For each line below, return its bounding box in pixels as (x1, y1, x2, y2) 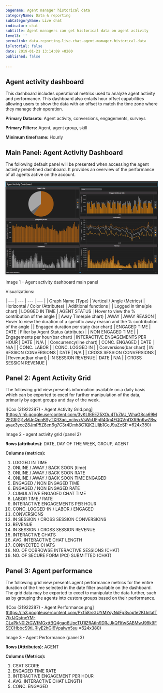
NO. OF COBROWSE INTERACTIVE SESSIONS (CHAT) (12, 547, 120, 554)
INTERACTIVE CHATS (12, 532, 56, 538)
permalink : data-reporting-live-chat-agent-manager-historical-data (5, 39, 147, 44)
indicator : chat (5, 23, 38, 28)
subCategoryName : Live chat (5, 18, 62, 23)
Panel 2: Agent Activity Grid (5, 374, 91, 382)
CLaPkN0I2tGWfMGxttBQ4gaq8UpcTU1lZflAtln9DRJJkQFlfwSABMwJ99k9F (5, 620, 157, 626)
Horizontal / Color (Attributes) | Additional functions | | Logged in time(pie (5, 303, 152, 309)
